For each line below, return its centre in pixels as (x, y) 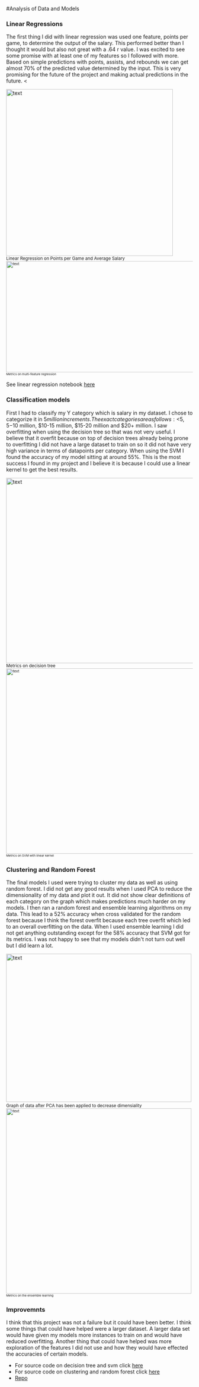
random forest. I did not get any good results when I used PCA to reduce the (99, 888)
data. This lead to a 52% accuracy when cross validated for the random (94, 914)
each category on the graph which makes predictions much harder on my (96, 901)
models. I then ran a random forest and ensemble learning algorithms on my (99, 907)
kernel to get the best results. (42, 469)
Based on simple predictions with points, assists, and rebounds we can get (97, 62)
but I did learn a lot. (30, 945)
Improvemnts (26, 1309)
